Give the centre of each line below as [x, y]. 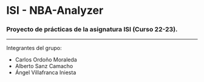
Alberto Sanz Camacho [44, 66]
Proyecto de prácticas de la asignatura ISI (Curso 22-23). [92, 30]
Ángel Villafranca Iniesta [46, 72]
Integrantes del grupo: [34, 48]
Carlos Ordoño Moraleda [46, 60]
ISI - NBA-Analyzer [55, 11]
